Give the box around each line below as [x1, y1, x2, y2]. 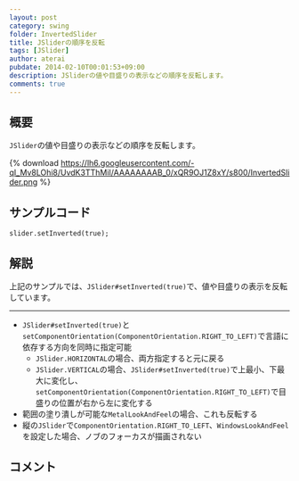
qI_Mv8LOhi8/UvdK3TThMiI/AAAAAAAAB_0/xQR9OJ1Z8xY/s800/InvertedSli [9, 167, 290, 178]
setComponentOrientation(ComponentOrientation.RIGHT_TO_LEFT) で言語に [21, 331, 289, 342]
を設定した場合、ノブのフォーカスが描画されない [21, 431, 202, 442]
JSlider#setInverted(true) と [21, 319, 131, 330]
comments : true [9, 79, 66, 88]
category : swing [9, 21, 69, 30]
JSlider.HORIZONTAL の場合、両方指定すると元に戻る [35, 353, 225, 364]
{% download [9, 158, 60, 169]
